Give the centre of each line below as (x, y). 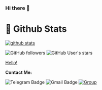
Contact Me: (19, 72)
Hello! (11, 62)
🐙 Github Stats (36, 29)
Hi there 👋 (18, 8)
